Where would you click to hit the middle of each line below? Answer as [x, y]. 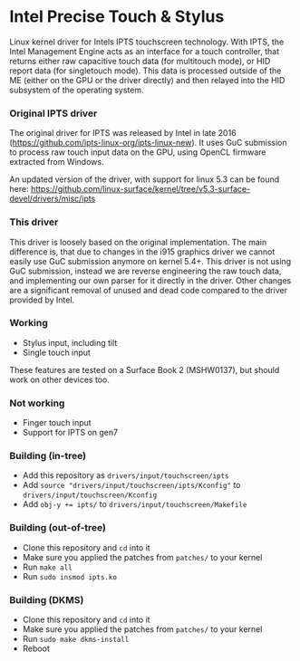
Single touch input [56, 352]
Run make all [47, 567]
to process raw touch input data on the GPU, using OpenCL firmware [138, 152]
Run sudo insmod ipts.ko [70, 576]
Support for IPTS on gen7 [70, 433]
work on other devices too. [60, 379]
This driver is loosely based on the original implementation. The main [138, 242]
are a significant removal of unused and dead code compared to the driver [149, 290]
